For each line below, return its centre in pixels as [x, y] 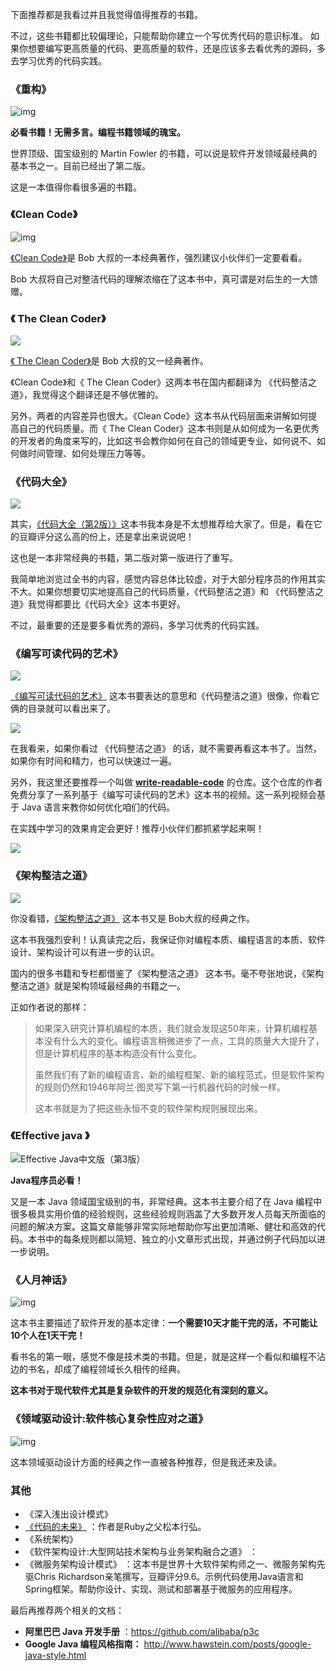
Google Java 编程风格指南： [83, 1644]
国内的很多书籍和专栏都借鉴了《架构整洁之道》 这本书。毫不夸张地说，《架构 [167, 973]
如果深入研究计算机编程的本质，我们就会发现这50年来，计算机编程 [171, 1028]
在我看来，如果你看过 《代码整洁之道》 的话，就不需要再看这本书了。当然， [166, 749]
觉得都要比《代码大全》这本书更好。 [111, 604]
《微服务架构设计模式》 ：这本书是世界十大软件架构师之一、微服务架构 [170, 1564]
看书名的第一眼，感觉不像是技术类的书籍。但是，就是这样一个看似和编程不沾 [168, 1357]
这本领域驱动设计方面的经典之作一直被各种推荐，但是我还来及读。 [146, 1462]
